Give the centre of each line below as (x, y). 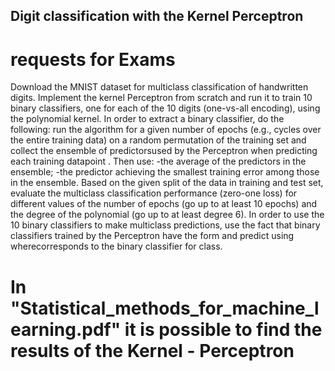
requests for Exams (93, 59)
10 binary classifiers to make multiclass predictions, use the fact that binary (165, 225)
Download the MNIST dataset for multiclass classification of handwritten (159, 87)
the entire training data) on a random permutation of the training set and (158, 140)
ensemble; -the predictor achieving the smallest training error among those (165, 172)
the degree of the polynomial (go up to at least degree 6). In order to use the (167, 215)
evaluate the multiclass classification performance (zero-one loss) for (154, 193)
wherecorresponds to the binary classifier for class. (116, 246)
